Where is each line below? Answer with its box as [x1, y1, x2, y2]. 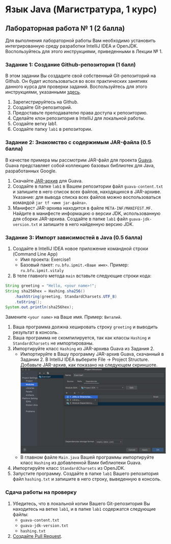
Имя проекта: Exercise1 [20, 256, 71, 262]
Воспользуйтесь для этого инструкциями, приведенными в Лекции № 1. [5, 49, 163, 54]
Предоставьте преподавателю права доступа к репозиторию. [12, 110, 148, 116]
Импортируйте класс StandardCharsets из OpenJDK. [12, 465, 126, 471]
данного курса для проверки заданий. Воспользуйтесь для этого [5, 83, 148, 90]
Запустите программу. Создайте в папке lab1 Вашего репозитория [12, 470, 159, 477]
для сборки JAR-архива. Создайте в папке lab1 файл [12, 216, 128, 222]
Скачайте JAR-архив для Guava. [12, 177, 83, 184]
